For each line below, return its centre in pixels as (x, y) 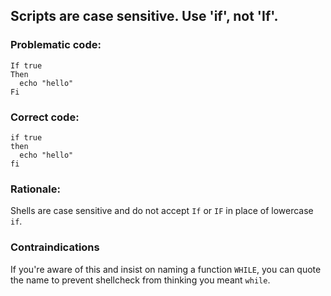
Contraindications (55, 247)
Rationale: (35, 189)
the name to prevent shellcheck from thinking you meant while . (140, 280)
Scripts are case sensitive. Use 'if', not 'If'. (144, 16)
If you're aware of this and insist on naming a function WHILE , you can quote (166, 269)
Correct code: (45, 117)
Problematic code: (56, 45)
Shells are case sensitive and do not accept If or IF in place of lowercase (162, 211)
